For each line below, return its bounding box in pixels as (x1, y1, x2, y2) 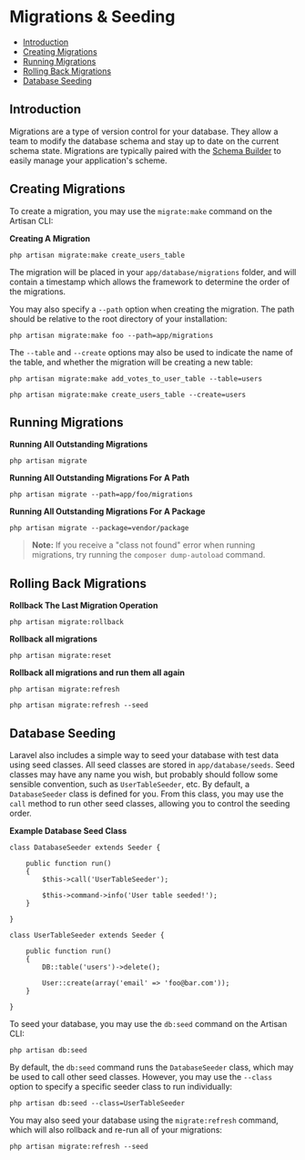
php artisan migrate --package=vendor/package (9, 524, 189, 533)
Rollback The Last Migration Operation (9, 600, 158, 611)
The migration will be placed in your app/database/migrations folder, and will (9, 266, 297, 277)
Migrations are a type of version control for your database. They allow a (9, 126, 279, 137)
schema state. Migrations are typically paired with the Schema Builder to (9, 145, 282, 156)
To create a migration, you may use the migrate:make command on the (9, 205, 273, 216)
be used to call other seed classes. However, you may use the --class (9, 1072, 273, 1082)
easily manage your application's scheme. (9, 155, 168, 166)
